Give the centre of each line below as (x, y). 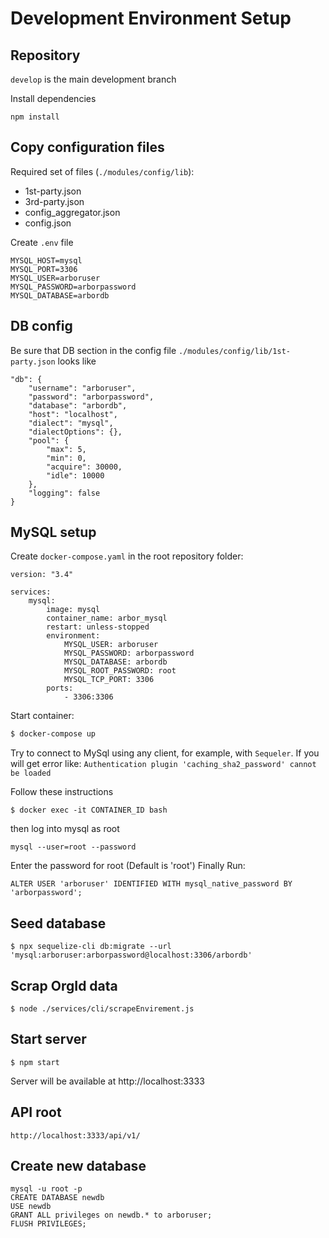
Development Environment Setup (151, 18)
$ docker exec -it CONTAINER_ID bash (89, 810)
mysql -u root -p (46, 1189)
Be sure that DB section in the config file (93, 350)
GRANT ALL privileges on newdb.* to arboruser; (111, 1215)
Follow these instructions (62, 792)
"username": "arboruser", (82, 388)
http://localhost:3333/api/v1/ (75, 1135)
